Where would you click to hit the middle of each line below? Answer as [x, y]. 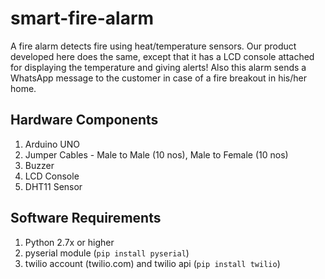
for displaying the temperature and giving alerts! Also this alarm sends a [158, 67]
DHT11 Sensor [53, 186]
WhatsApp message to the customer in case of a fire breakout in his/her [158, 78]
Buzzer [39, 165]
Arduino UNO [52, 144]
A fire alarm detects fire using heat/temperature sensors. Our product [153, 46]
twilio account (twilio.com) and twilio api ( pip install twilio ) [152, 263]
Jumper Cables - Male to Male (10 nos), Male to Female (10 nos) [156, 154]
